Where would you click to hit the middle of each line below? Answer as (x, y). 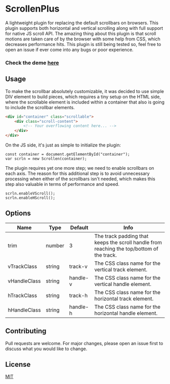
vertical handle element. (123, 284)
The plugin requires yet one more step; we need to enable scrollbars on (80, 168)
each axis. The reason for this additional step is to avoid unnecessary (78, 174)
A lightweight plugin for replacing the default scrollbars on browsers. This (82, 23)
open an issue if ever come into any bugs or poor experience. (69, 50)
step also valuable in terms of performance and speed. (62, 184)
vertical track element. (121, 269)
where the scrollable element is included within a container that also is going (85, 102)
